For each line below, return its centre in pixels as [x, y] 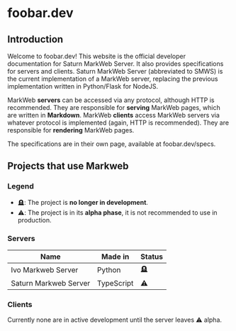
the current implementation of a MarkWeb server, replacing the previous [113, 79]
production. [34, 220]
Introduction [35, 39]
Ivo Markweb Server [45, 270]
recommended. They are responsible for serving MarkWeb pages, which [114, 107]
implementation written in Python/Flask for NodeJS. [83, 86]
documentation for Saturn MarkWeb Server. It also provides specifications [116, 64]
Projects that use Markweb [68, 166]
